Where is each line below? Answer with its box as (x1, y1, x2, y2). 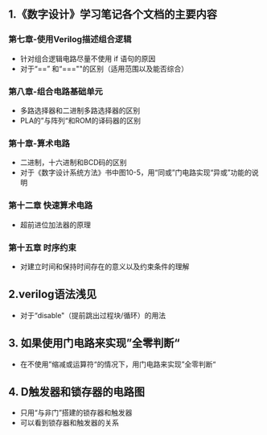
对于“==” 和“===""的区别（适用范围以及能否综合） (19, 64, 189, 73)
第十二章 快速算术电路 (8, 200, 93, 211)
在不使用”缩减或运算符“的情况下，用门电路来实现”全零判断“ (19, 359, 216, 369)
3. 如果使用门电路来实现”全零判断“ (8, 337, 180, 350)
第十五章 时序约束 (8, 242, 76, 253)
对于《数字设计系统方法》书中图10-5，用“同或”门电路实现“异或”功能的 (19, 168, 252, 177)
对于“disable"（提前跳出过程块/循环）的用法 (19, 310, 166, 320)
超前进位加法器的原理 (19, 220, 91, 230)
